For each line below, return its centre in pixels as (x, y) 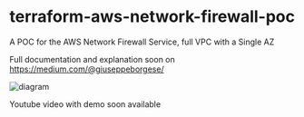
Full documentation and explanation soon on (92, 59)
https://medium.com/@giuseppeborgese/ (87, 69)
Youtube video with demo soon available (85, 104)
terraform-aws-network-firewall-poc (152, 17)
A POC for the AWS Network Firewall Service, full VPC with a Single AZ (142, 42)
